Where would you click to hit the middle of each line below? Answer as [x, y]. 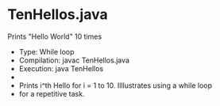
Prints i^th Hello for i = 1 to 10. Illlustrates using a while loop [115, 85]
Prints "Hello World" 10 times [55, 36]
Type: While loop [46, 51]
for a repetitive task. [52, 93]
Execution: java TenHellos [61, 68]
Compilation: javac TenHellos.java [74, 60]
